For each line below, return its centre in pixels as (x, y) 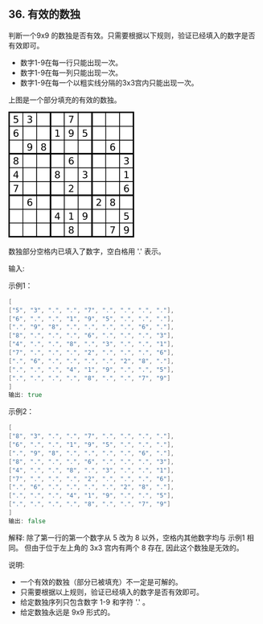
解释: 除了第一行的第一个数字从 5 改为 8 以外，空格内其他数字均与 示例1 (127, 537)
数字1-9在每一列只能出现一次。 (71, 72)
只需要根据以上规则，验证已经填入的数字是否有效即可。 (111, 592)
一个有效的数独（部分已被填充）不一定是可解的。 (101, 581)
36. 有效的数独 (44, 14)
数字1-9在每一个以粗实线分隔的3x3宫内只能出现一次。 (109, 82)
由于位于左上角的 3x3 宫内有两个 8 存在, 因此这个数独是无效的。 (137, 548)
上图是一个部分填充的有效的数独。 (65, 100)
